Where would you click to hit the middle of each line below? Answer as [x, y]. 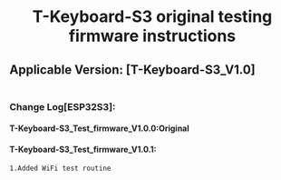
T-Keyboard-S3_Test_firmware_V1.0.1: [83, 149]
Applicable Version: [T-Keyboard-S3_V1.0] [132, 70]
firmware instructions [152, 36]
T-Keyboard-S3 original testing [152, 17]
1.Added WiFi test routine [60, 169]
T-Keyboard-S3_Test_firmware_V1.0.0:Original [100, 128]
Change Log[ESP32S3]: [63, 106]
